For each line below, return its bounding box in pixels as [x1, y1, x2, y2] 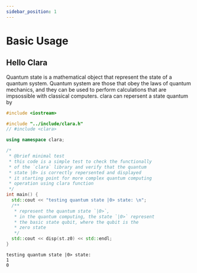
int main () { [6, 192, 38, 198]
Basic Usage [6, 34, 69, 47]
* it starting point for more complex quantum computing [8, 175, 152, 181]
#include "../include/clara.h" [6, 121, 83, 127]
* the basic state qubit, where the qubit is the [14, 219, 139, 225]
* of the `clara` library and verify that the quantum [8, 164, 147, 170]
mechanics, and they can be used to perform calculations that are [6, 86, 167, 93]
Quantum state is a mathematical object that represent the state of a [6, 73, 173, 81]
